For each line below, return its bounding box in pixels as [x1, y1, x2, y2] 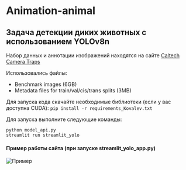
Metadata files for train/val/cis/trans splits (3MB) [14, 87, 132, 94]
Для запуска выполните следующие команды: [6, 116, 122, 123]
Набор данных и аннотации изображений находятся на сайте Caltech [6, 52, 180, 59]
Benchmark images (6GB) [14, 81, 77, 88]
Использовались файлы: [6, 70, 67, 77]
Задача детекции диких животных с [6, 27, 147, 37]
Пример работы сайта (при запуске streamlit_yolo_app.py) [6, 144, 156, 151]
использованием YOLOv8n [6, 36, 110, 46]
